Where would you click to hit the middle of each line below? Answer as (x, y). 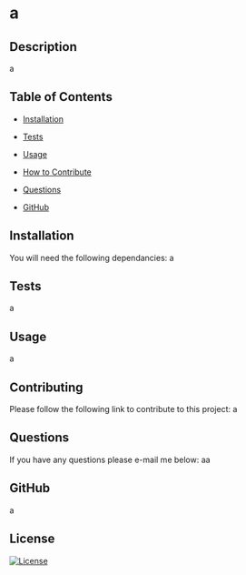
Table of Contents (61, 97)
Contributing (46, 387)
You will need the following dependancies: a (92, 257)
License (32, 539)
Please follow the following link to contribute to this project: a (123, 409)
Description (43, 47)
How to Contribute (57, 172)
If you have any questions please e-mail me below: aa (110, 459)
